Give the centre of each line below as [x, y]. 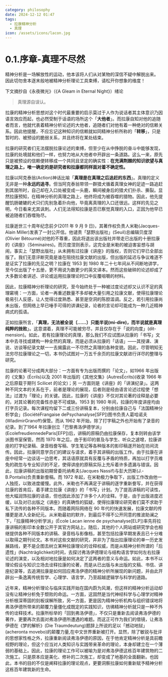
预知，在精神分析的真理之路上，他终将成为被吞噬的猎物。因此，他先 [88, 196]
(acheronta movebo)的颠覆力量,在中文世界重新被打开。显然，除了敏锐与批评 [84, 631]
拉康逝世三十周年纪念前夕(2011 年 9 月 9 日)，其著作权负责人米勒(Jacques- [82, 225]
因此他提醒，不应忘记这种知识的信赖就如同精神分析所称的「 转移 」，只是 [87, 131]
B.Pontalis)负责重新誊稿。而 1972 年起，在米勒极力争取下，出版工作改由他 [81, 477]
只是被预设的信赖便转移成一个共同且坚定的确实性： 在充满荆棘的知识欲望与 [82, 160]
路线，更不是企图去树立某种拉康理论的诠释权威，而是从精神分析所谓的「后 [86, 546]
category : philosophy [28, 10]
